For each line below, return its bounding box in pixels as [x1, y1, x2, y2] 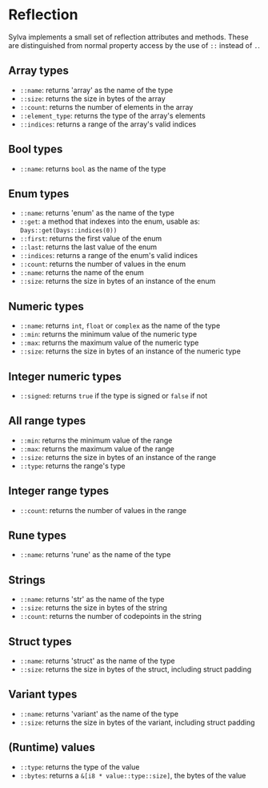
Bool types [8, 143, 63, 156]
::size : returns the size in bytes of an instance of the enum [19, 277, 216, 286]
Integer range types [8, 484, 110, 498]
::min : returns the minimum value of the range [19, 435, 173, 445]
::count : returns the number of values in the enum [19, 259, 186, 269]
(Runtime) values [8, 741, 96, 754]
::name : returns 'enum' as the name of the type [19, 208, 174, 218]
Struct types [8, 635, 72, 649]
